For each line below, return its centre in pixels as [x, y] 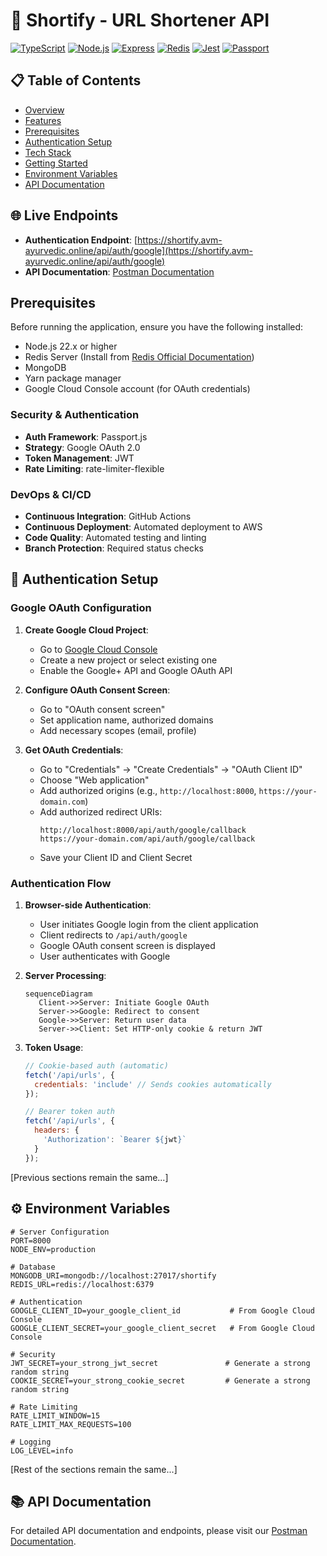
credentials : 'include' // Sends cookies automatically [153, 1084]
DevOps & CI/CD [51, 494]
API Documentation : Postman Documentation [119, 271]
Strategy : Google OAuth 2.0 [82, 447]
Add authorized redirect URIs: [101, 811]
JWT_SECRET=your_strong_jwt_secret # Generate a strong [160, 1363]
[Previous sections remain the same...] [89, 1177]
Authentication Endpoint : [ [81, 240]
